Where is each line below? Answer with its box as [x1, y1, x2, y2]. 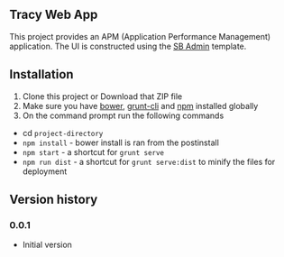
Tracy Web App [9, 7, 98, 23]
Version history [9, 192, 98, 207]
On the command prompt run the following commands [22, 110, 224, 121]
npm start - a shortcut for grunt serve [22, 146, 165, 157]
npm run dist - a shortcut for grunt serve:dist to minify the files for [22, 156, 276, 167]
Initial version [22, 239, 72, 251]
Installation [9, 67, 74, 82]
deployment [22, 166, 68, 177]
